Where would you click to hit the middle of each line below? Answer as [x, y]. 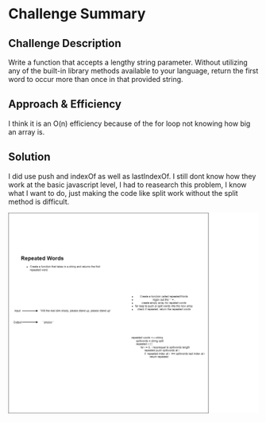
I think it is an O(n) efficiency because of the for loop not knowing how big [129, 123]
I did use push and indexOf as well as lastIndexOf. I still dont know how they [132, 176]
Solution [29, 157]
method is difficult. [39, 201]
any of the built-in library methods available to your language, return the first [133, 71]
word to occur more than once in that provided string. [96, 79]
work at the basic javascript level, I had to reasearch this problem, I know [128, 185]
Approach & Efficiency [65, 104]
